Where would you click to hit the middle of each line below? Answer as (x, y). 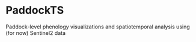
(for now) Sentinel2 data (36, 33)
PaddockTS (35, 10)
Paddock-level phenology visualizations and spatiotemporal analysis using (98, 27)
